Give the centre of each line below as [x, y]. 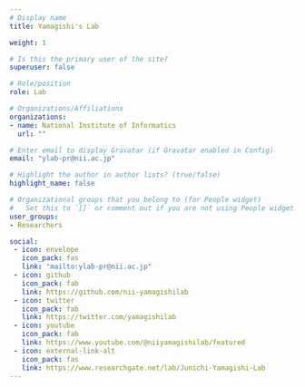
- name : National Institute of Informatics [93, 125]
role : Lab [28, 92]
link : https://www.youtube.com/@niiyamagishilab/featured [133, 343]
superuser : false [42, 68]
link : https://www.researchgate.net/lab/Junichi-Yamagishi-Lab [143, 368]
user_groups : [34, 217]
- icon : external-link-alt [64, 351]
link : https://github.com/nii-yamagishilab [105, 292]
